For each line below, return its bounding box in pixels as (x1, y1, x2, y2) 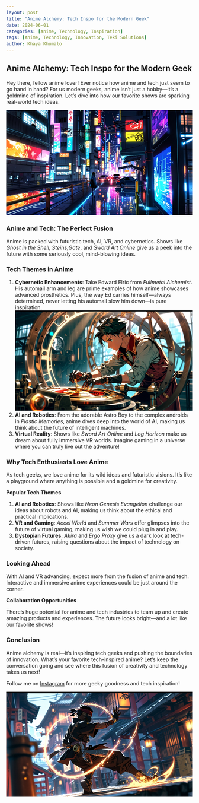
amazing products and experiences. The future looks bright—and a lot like (6, 615, 188, 622)
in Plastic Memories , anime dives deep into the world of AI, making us (14, 417, 185, 424)
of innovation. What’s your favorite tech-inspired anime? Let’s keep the (6, 656, 179, 663)
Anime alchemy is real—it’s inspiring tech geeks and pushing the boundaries (6, 649, 192, 656)
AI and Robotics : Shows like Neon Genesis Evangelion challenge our (14, 500, 183, 507)
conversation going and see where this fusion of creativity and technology (6, 662, 188, 669)
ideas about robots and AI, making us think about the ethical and (14, 507, 172, 514)
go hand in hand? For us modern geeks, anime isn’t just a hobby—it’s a (6, 85, 179, 93)
